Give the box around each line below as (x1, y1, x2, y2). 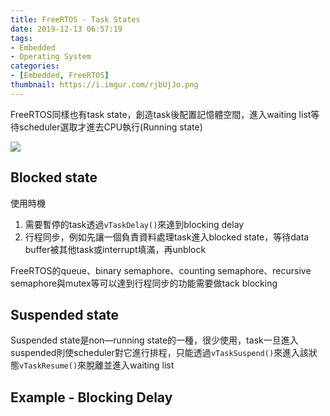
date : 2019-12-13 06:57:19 (10, 24, 123, 34)
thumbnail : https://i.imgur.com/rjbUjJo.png (10, 80, 199, 90)
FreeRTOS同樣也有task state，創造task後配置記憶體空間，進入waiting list (10, 108, 312, 120)
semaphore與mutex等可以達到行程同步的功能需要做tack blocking (10, 277, 278, 289)
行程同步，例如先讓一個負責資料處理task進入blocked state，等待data (24, 231, 310, 243)
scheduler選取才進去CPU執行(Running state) (18, 121, 203, 133)
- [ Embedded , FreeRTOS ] (10, 71, 110, 81)
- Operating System (10, 52, 92, 62)
